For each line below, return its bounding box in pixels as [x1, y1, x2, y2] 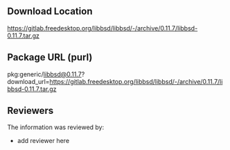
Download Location [7, 6, 93, 17]
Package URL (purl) [7, 51, 93, 63]
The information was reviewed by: [7, 123, 105, 131]
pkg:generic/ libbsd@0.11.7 [7, 69, 82, 78]
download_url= [7, 77, 50, 85]
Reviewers [7, 105, 54, 117]
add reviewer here [17, 137, 70, 145]
